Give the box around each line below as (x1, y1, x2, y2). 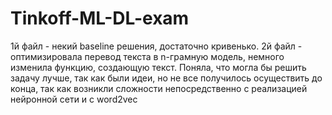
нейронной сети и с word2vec (10, 93, 138, 105)
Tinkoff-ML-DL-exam (10, 7, 190, 30)
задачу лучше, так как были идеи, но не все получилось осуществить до (10, 72, 323, 84)
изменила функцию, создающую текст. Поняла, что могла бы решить (10, 61, 307, 73)
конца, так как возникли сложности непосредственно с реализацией (10, 82, 308, 94)
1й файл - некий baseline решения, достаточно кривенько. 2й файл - (10, 40, 303, 52)
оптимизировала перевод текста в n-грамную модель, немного (10, 50, 285, 62)
